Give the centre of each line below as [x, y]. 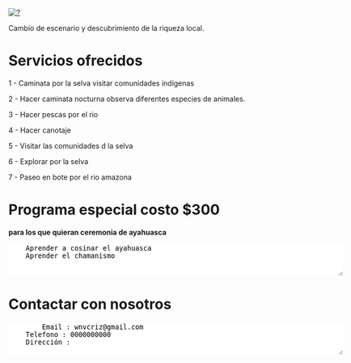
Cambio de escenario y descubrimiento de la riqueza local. [106, 28]
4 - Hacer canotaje [40, 130]
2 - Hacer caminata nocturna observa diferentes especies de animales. [127, 99]
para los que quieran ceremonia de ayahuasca [88, 232]
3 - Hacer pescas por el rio [53, 114]
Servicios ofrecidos [76, 61]
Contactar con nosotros [90, 304]
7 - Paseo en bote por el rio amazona [70, 177]
